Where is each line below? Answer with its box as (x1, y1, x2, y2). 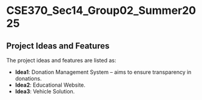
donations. (15, 75, 42, 82)
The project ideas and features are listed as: (6, 57, 116, 64)
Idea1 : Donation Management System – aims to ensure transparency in (15, 68, 192, 76)
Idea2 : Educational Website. (15, 81, 86, 88)
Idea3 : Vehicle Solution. (15, 88, 75, 95)
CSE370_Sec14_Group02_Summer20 (6, 4, 196, 18)
